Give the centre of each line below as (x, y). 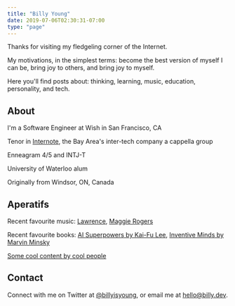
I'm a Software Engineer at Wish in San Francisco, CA (85, 128)
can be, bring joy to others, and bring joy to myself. (81, 68)
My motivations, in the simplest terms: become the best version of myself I (115, 60)
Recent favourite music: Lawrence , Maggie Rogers (80, 221)
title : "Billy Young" (39, 14)
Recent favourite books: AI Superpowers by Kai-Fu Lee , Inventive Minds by (116, 235)
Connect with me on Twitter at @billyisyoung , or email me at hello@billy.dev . (117, 295)
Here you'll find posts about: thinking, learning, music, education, (101, 81)
